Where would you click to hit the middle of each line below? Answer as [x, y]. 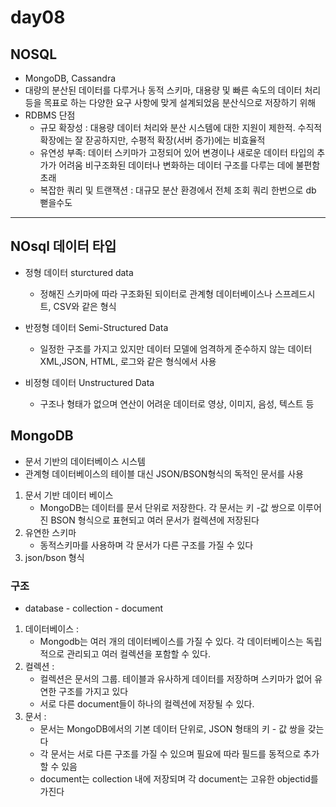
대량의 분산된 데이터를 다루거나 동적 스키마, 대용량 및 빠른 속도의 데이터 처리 [173, 90]
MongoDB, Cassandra [70, 78]
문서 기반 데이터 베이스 [69, 495]
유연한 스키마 [50, 532]
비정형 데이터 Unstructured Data [89, 382]
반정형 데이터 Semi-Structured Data [96, 327]
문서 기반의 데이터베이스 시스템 [85, 461]
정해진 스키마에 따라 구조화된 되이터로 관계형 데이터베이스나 [156, 293]
